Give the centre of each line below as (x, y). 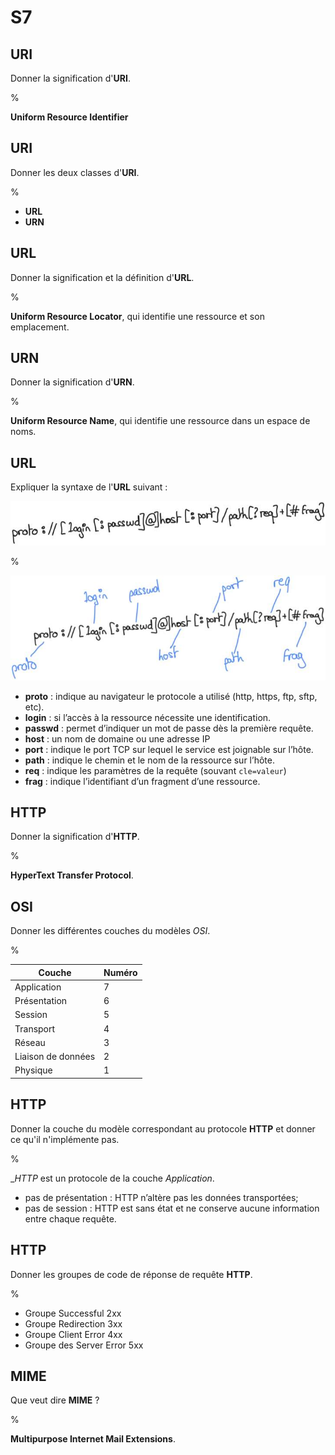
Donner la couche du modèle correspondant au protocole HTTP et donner (163, 1128)
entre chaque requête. (70, 1218)
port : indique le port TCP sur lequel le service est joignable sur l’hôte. (169, 749)
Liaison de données (55, 1057)
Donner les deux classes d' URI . (75, 172)
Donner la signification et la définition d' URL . (102, 277)
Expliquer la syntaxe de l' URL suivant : (89, 487)
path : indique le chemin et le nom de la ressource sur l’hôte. (149, 760)
